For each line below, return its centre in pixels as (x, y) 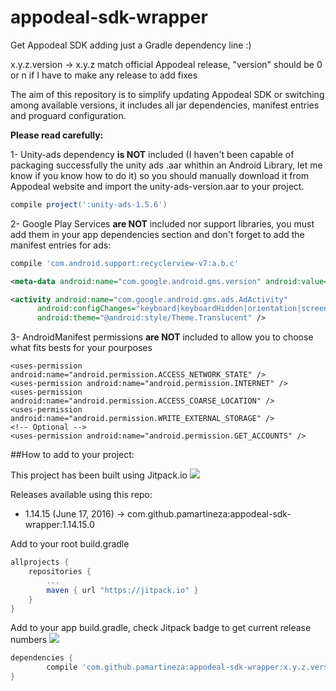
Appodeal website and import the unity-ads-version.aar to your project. (157, 186)
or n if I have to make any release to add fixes (104, 75)
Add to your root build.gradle (70, 544)
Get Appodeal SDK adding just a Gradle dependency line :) (131, 45)
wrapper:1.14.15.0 (59, 525)
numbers (29, 640)
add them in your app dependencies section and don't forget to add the (157, 234)
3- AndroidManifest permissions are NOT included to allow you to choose (162, 337)
